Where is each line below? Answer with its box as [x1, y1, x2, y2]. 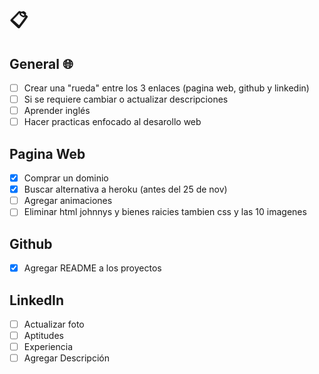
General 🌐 [9, 55, 74, 72]
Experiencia [23, 341, 74, 353]
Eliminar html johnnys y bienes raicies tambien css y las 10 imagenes [23, 206, 307, 218]
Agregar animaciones [23, 195, 113, 207]
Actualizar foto [23, 318, 85, 330]
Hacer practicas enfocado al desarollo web [23, 116, 202, 128]
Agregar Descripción [23, 352, 110, 364]
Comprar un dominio [23, 172, 109, 184]
